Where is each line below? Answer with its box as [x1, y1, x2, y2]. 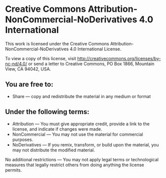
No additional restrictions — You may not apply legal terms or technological [5, 156, 159, 162]
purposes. [12, 137, 34, 142]
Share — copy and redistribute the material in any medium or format [12, 93, 151, 99]
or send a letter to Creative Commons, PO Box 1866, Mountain [28, 61, 155, 67]
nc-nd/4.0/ [5, 61, 27, 67]
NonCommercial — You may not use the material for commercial [12, 131, 143, 137]
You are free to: [5, 80, 53, 89]
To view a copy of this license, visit [5, 55, 77, 61]
